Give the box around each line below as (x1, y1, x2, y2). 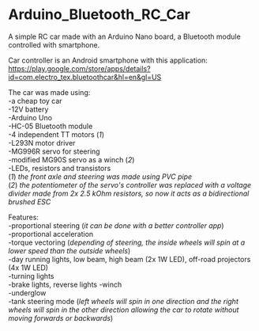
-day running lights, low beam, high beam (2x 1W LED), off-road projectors (8, 254, 251, 264)
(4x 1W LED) (8, 263, 49, 272)
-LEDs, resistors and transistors (8, 163, 111, 173)
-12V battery (8, 105, 49, 114)
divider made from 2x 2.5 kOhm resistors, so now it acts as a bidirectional (8, 188, 250, 198)
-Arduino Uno (8, 112, 53, 122)
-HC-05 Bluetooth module (8, 121, 93, 131)
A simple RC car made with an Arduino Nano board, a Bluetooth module (8, 32, 241, 41)
